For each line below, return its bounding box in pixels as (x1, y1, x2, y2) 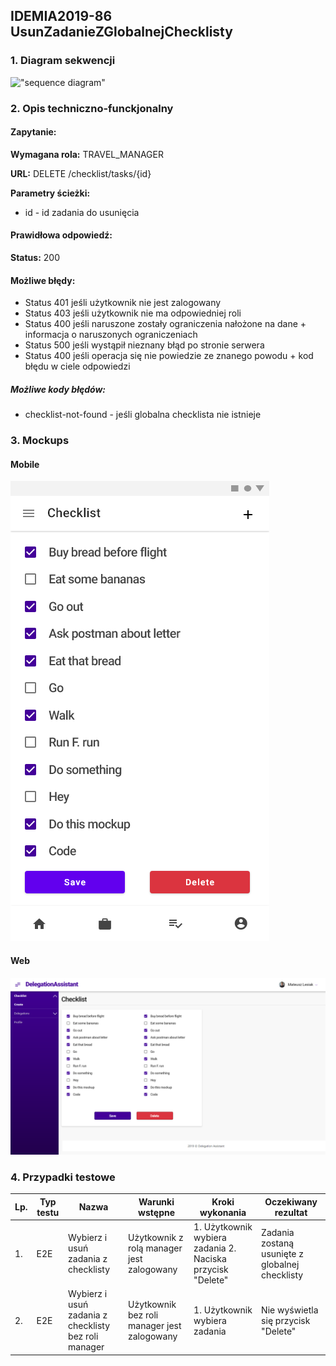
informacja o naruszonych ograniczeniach (24, 329, 198, 341)
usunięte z (261, 1247, 304, 1259)
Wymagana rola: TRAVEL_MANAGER (10, 148, 164, 160)
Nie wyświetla (261, 1304, 319, 1316)
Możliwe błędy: (10, 274, 76, 286)
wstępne (138, 1206, 176, 1218)
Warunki (138, 1195, 175, 1208)
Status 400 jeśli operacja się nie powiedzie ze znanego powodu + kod (24, 350, 314, 362)
